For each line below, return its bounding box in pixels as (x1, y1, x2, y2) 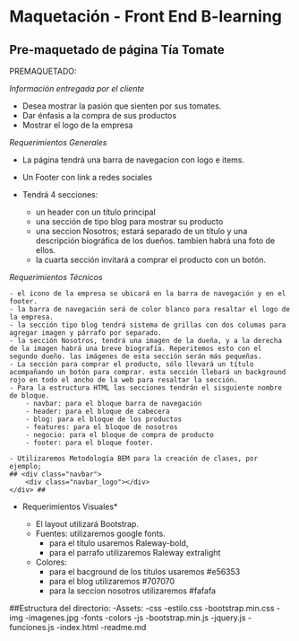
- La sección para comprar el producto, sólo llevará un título (9, 360, 254, 369)
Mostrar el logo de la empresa (21, 119, 133, 130)
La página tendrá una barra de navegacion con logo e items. (21, 154, 245, 165)
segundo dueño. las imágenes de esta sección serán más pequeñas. (9, 352, 262, 361)
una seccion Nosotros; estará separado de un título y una (35, 226, 248, 236)
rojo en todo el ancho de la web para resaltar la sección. (9, 375, 239, 384)
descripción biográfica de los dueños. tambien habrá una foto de (35, 235, 276, 246)
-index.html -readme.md (56, 622, 147, 632)
